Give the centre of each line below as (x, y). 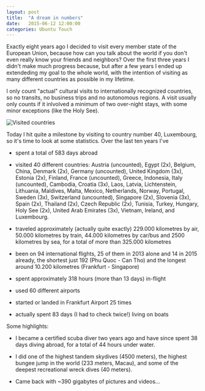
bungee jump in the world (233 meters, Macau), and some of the (97, 363)
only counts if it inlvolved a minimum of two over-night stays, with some (97, 104)
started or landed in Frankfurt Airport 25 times (73, 303)
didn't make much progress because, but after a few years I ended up (94, 66)
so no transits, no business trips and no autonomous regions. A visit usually (102, 98)
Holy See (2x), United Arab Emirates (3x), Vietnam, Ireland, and (95, 211)
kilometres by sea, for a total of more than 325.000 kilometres (93, 242)
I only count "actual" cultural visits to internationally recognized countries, (99, 91)
